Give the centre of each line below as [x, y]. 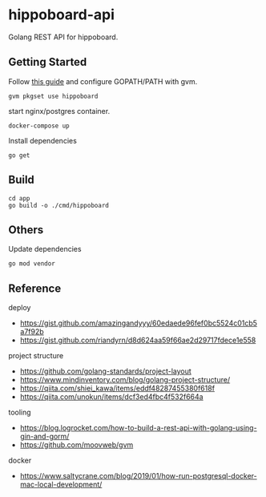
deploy [20, 308]
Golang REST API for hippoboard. [63, 37]
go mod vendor [32, 264]
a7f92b [32, 332]
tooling [20, 412]
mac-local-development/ [61, 485]
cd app [19, 198]
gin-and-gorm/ [44, 436]
